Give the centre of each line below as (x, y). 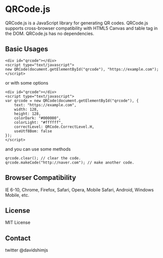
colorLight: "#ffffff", (39, 122)
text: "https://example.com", (45, 105)
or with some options (27, 83)
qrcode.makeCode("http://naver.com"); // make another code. (70, 163)
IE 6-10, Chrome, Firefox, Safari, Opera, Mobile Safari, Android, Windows (80, 189)
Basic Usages (27, 49)
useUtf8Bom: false (33, 131)
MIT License (18, 223)
